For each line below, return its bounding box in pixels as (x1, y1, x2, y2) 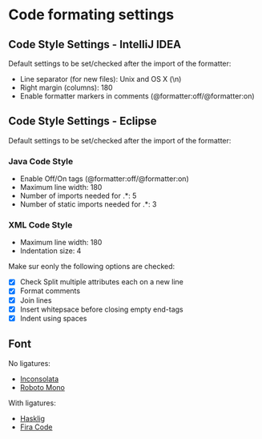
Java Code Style (8, 155, 74, 167)
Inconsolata (19, 374, 59, 384)
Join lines (19, 295, 52, 305)
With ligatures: (8, 398, 56, 408)
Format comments (19, 286, 81, 296)
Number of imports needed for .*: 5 (19, 191, 137, 201)
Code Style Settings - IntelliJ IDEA (8, 38, 182, 51)
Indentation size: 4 (19, 246, 82, 256)
